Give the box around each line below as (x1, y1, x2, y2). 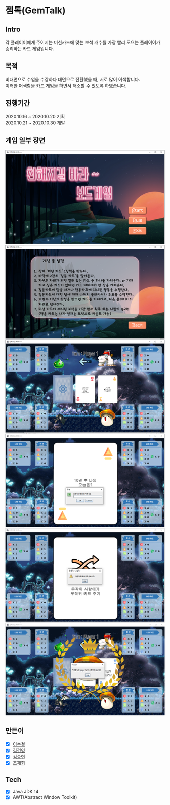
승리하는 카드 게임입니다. (5, 46, 54, 51)
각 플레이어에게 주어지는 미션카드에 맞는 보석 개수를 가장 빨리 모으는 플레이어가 (5, 39, 161, 45)
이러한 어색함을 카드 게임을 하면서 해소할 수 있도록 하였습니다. (5, 82, 127, 89)
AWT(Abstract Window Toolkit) (12, 794, 77, 800)
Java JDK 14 (12, 789, 39, 795)
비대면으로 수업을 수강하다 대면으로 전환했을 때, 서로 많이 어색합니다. (5, 76, 140, 82)
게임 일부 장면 (5, 136, 46, 145)
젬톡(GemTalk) (5, 5, 66, 16)
